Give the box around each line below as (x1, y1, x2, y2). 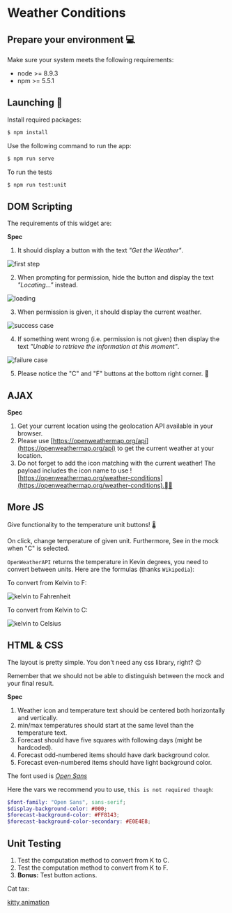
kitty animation (7, 898, 50, 906)
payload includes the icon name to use (17, 466, 129, 475)
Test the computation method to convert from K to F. (17, 863, 169, 872)
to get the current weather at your (117, 444, 215, 452)
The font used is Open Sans (7, 771, 88, 780)
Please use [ (17, 437, 54, 445)
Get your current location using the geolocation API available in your (17, 422, 214, 431)
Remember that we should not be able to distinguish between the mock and (7, 671, 224, 680)
